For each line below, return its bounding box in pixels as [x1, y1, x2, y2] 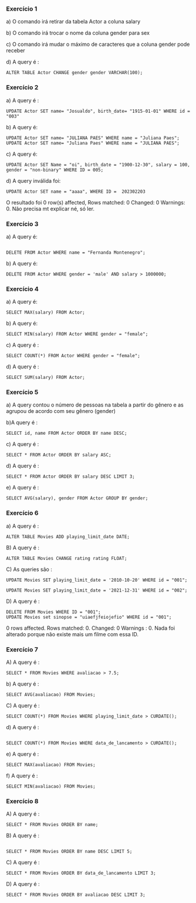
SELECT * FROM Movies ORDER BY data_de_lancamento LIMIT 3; [6, 870, 157, 877]
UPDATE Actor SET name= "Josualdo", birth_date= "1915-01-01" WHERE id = [6, 108, 191, 114]
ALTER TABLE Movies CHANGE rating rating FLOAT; [6, 555, 127, 561]
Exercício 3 [6, 220, 39, 228]
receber [6, 47, 25, 54]
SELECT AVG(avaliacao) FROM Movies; [6, 692, 96, 698]
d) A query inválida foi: [6, 177, 61, 184]
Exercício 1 [6, 5, 38, 13]
